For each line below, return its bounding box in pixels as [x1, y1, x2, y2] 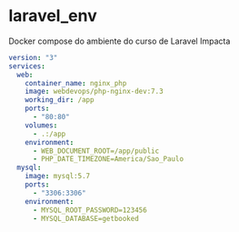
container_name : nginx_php [25, 78, 127, 87]
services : [8, 61, 46, 71]
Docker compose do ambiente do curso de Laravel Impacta [8, 35, 231, 46]
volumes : [25, 120, 58, 130]
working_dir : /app [25, 96, 95, 105]
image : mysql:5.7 [25, 172, 91, 181]
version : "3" [8, 53, 58, 62]
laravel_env [8, 5, 97, 26]
